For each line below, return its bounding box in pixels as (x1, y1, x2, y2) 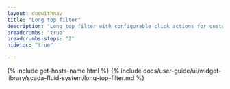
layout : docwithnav (7, 10, 63, 17)
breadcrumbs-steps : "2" (7, 36, 75, 42)
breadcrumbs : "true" (7, 29, 66, 36)
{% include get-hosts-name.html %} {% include (7, 66, 142, 75)
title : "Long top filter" (7, 16, 81, 23)
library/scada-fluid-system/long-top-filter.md (7, 74, 135, 82)
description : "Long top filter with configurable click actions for (7, 23, 207, 29)
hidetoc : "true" (7, 42, 53, 49)
